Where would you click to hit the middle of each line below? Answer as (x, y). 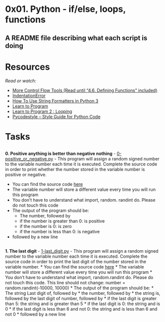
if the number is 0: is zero (46, 226)
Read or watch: (21, 81)
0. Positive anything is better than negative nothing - (61, 154)
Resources (28, 67)
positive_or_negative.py (29, 159)
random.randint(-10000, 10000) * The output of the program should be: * (80, 288)
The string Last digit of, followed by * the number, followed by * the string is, (83, 293)
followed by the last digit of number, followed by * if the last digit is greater (81, 299)
